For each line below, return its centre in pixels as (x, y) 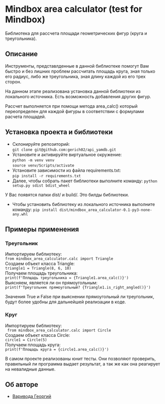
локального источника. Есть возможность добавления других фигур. (78, 96)
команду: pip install (35, 209)
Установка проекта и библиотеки (59, 132)
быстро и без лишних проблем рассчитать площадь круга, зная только (80, 71)
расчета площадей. (26, 117)
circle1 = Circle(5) (26, 340)
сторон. (13, 81)
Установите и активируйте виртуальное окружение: (67, 155)
